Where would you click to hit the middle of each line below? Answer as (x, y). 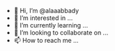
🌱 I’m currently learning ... (51, 25)
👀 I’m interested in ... (43, 18)
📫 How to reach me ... (46, 40)
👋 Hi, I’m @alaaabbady (46, 11)
